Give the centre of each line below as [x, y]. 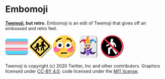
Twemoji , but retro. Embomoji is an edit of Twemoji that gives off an [76, 23]
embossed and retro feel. [31, 28]
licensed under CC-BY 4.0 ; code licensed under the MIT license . [72, 71]
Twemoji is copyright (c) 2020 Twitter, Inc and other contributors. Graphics [83, 65]
